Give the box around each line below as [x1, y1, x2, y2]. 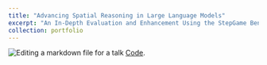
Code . [126, 48, 145, 58]
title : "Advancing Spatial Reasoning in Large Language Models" [8, 11, 226, 20]
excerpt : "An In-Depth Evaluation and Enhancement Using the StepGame [8, 19, 247, 27]
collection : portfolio [8, 26, 83, 34]
